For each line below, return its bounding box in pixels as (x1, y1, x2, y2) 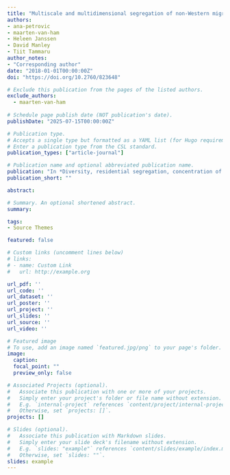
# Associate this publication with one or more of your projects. (7, 388, 207, 395)
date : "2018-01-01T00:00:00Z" (7, 67, 94, 74)
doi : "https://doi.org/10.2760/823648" (7, 73, 121, 81)
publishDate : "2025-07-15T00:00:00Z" (7, 118, 115, 125)
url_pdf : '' (7, 280, 41, 288)
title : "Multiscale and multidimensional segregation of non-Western (7, 10, 210, 17)
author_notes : (7, 55, 48, 62)
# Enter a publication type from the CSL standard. (7, 143, 157, 150)
